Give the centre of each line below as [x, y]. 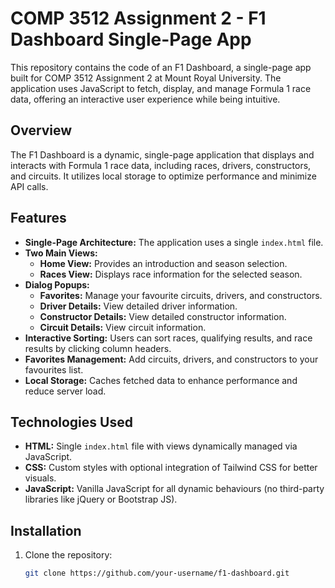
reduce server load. [65, 391]
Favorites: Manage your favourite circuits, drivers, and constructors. [181, 295]
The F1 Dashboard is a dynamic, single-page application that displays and [162, 154]
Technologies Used [71, 422]
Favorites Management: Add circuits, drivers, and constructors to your [171, 359]
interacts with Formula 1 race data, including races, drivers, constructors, [161, 165]
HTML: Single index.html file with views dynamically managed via [161, 446]
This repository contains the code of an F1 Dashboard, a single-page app [161, 67]
